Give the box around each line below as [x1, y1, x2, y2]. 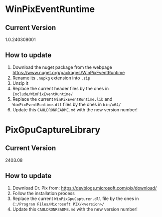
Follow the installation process [12, 190, 75, 196]
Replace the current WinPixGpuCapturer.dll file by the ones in [12, 196, 139, 202]
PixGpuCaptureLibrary [5, 124, 101, 135]
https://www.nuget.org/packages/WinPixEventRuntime [12, 69, 125, 75]
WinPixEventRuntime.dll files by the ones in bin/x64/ [12, 101, 121, 107]
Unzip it [12, 80, 29, 86]
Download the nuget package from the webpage [12, 64, 112, 70]
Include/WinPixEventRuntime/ [12, 91, 73, 97]
